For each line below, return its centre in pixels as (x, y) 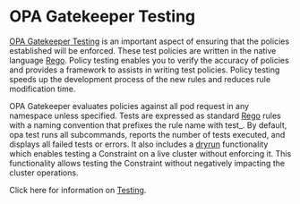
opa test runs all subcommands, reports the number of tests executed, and (147, 134)
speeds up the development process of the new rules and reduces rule (140, 79)
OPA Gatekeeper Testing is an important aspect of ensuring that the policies (149, 41)
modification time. (43, 89)
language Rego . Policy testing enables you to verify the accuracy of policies (149, 60)
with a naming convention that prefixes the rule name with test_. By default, (148, 125)
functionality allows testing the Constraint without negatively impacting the (147, 163)
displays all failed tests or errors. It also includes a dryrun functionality (139, 144)
